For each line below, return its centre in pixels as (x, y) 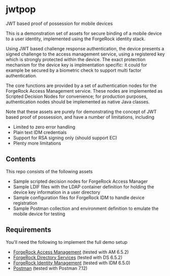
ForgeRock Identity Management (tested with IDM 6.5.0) (72, 263)
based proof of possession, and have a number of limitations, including (80, 117)
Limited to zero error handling (44, 127)
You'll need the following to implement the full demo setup (67, 242)
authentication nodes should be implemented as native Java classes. (78, 102)
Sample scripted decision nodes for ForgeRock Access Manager (80, 181)
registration (25, 203)
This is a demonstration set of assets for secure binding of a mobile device (84, 33)
